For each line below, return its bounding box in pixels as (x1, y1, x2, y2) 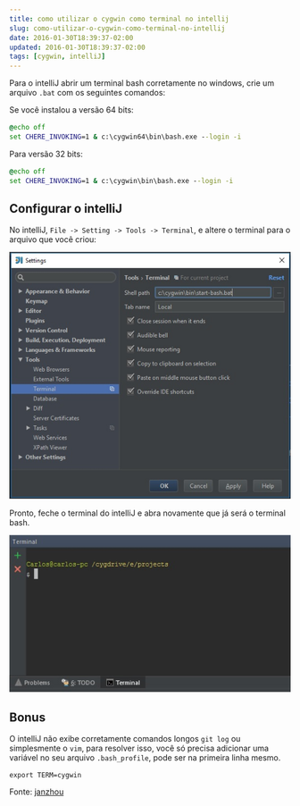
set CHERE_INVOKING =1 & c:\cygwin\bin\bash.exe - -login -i (9, 176, 234, 185)
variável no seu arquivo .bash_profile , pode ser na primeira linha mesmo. (9, 752, 281, 763)
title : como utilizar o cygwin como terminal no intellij (9, 14, 229, 23)
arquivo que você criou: (9, 234, 96, 245)
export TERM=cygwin (9, 771, 82, 780)
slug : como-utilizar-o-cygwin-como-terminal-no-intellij (9, 23, 226, 33)
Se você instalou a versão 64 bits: (9, 105, 134, 115)
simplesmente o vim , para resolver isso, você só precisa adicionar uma (9, 743, 270, 754)
